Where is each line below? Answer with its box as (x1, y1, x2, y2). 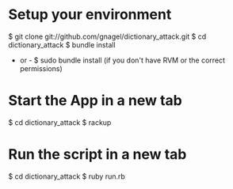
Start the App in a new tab (8, 92, 182, 110)
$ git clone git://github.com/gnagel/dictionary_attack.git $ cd (8, 32, 207, 41)
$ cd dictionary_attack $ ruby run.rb (8, 172, 125, 181)
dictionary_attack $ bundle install (8, 40, 116, 49)
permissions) (19, 63, 63, 73)
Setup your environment (8, 6, 172, 24)
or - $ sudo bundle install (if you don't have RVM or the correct (19, 55, 226, 65)
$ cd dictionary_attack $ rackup (8, 117, 112, 127)
